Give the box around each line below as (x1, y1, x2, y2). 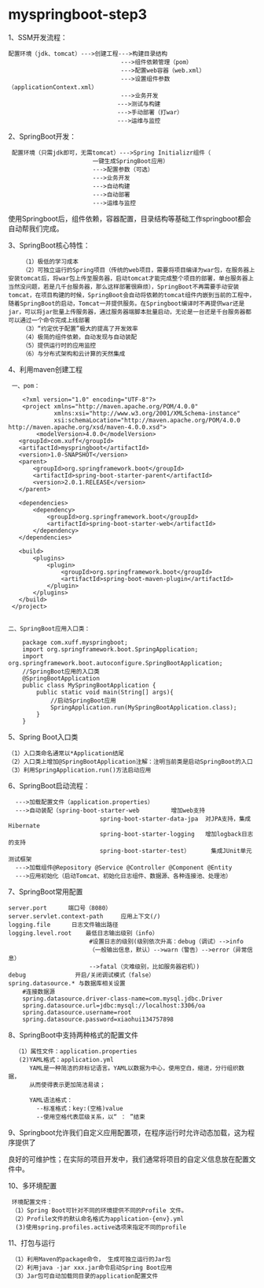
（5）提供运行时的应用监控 (22, 341, 97, 349)
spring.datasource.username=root (22, 1008, 132, 1016)
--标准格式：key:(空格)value (36, 1104, 123, 1112)
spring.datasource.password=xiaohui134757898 (22, 1015, 174, 1023)
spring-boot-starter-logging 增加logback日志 (99, 830, 254, 838)
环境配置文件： (11, 1198, 53, 1206)
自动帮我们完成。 (8, 223, 64, 233)
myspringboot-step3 (8, 6, 148, 24)
